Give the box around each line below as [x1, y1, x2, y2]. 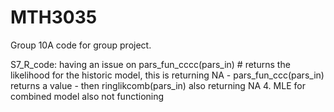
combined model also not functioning [10, 90, 165, 102]
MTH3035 [10, 6, 98, 29]
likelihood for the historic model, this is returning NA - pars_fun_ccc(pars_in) [10, 69, 325, 81]
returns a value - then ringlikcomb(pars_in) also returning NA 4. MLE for [10, 79, 306, 91]
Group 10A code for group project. [10, 39, 152, 51]
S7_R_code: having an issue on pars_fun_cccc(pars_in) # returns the [10, 58, 291, 70]
